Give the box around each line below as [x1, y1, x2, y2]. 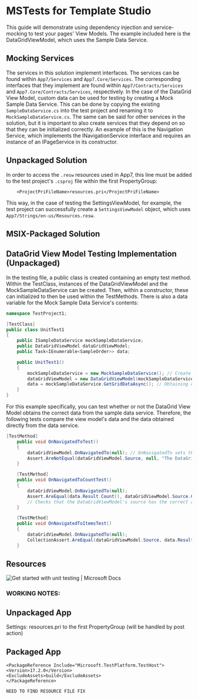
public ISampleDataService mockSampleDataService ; [16, 338, 144, 344]
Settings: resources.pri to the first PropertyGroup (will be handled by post [6, 623, 185, 630]
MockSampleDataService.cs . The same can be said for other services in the [6, 113, 186, 120]
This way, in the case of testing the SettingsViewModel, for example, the [6, 199, 181, 206]
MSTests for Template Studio [6, 4, 151, 18]
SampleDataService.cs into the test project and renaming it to [6, 106, 153, 114]
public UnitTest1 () [16, 359, 65, 365]
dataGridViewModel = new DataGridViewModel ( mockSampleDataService [27, 376, 194, 382]
